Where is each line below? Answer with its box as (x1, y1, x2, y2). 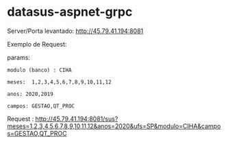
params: (7, 53, 31, 62)
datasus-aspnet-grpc (7, 4, 133, 20)
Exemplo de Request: (7, 40, 67, 48)
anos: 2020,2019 (7, 91, 53, 97)
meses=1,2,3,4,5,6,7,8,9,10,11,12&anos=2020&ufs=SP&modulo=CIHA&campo (7, 121, 221, 130)
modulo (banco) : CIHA (7, 67, 72, 73)
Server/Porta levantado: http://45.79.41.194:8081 (7, 27, 144, 35)
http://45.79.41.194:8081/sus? (35, 115, 118, 123)
